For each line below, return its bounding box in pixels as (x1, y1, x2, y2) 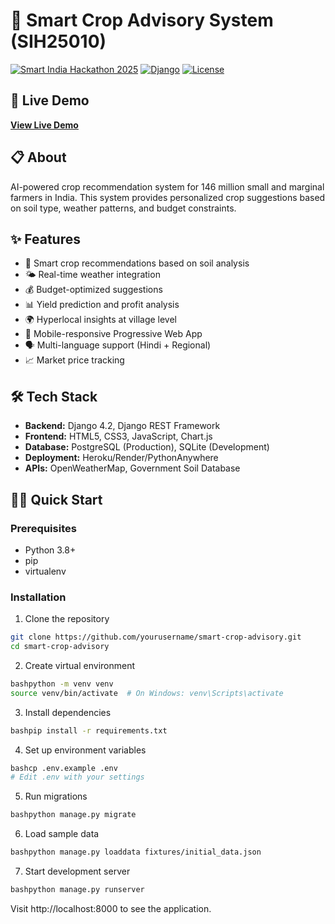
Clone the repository (24, 613, 110, 625)
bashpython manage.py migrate (10, 810, 137, 820)
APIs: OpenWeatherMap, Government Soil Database (24, 462, 241, 474)
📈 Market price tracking (24, 354, 125, 366)
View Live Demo (10, 119, 79, 131)
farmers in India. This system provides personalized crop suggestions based (10, 191, 326, 203)
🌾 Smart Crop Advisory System (10, 9, 274, 32)
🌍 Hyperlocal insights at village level (24, 314, 177, 326)
